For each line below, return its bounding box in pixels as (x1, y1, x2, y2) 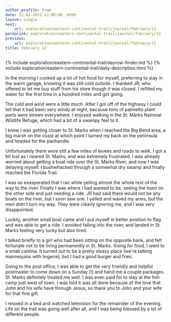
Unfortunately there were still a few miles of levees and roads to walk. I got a (5, 147, 166, 154)
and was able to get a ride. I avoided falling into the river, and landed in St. (5, 221, 161, 228)
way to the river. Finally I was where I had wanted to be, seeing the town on (5, 185, 164, 191)
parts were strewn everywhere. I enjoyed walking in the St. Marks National (5, 112, 162, 118)
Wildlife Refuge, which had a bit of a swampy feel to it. (5, 117, 120, 123)
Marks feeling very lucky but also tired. (5, 227, 88, 233)
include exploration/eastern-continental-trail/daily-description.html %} (5, 65, 154, 71)
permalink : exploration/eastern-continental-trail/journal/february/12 (5, 31, 161, 36)
